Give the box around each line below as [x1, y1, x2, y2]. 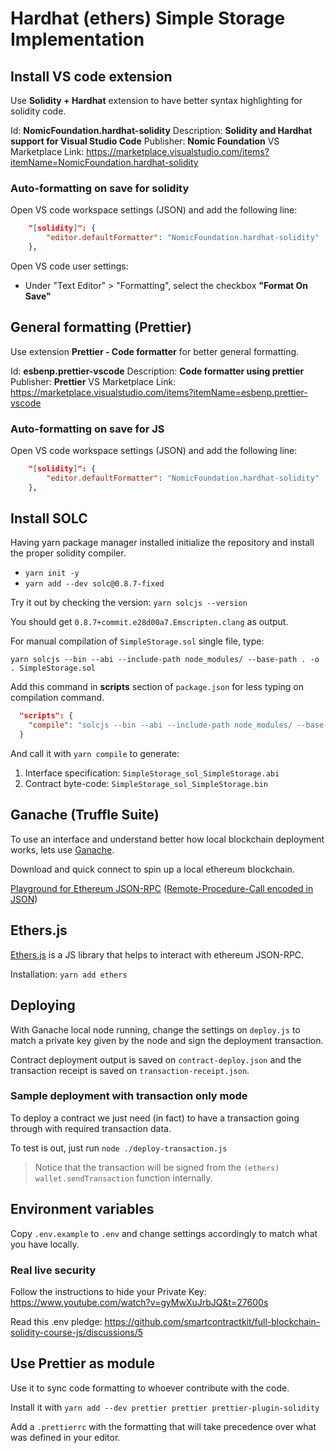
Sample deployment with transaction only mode [10, 1089, 248, 1103]
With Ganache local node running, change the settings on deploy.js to [10, 1023, 301, 1036]
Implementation [10, 28, 145, 51]
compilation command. [10, 692, 105, 704]
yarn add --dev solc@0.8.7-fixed [24, 579, 165, 589]
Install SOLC [10, 510, 88, 527]
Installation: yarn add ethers [10, 968, 128, 980]
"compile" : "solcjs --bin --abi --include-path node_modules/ [28, 720, 293, 731]
